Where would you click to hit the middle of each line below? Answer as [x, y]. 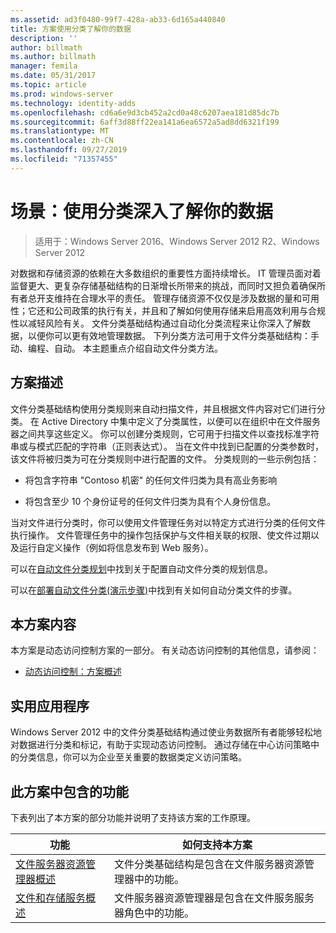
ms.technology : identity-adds [73, 103]
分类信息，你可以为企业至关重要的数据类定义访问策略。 [132, 757]
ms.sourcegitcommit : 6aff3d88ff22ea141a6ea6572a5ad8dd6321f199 [145, 122]
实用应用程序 [50, 706]
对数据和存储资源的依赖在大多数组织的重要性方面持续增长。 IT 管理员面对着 [166, 273]
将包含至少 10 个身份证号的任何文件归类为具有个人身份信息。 [150, 501]
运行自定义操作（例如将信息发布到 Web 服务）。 [116, 547]
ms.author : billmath [53, 57]
